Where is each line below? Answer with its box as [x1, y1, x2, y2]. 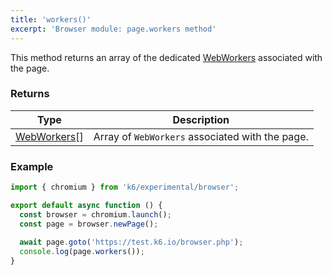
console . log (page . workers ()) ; [19, 247, 145, 257]
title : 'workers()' [10, 14, 92, 25]
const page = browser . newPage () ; [19, 219, 159, 229]
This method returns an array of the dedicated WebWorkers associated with [10, 51, 323, 63]
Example [10, 159, 54, 173]
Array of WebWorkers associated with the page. [93, 129, 309, 143]
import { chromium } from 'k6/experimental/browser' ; [10, 182, 240, 193]
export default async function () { [10, 200, 163, 210]
